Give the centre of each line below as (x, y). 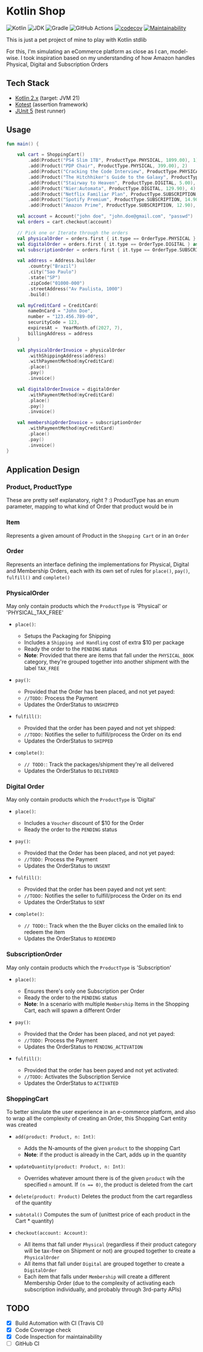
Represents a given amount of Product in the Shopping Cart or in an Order (98, 535)
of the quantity (33, 1203)
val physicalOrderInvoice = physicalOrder (71, 350)
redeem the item (44, 932)
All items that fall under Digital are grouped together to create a (104, 1264)
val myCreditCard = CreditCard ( (58, 305)
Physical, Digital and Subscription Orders (57, 64)
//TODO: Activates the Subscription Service (77, 1076)
